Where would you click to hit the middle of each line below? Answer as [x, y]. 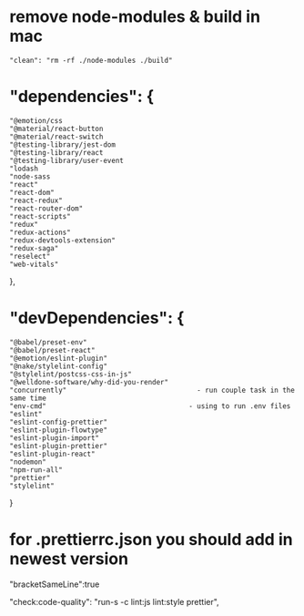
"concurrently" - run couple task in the [152, 390]
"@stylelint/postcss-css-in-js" [71, 374]
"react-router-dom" [46, 208]
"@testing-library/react [56, 152]
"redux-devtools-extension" [63, 240]
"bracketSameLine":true [55, 584]
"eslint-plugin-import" [55, 438]
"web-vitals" [34, 264]
